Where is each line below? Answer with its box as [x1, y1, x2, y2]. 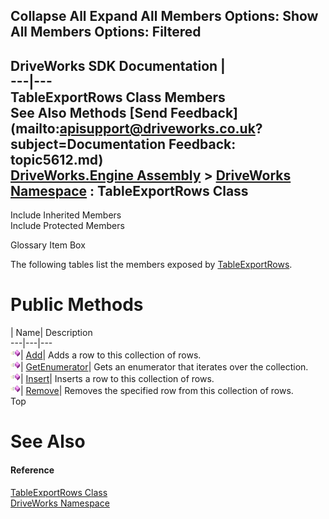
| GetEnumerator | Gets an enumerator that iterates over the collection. [20, 361, 309, 373]
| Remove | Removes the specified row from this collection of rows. [20, 385, 294, 397]
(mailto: [10, 120, 60, 137]
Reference [10, 464, 55, 476]
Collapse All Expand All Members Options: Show [10, 8, 319, 25]
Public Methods [10, 294, 144, 316]
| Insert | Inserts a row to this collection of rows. [20, 373, 215, 385]
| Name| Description [10, 327, 93, 339]
